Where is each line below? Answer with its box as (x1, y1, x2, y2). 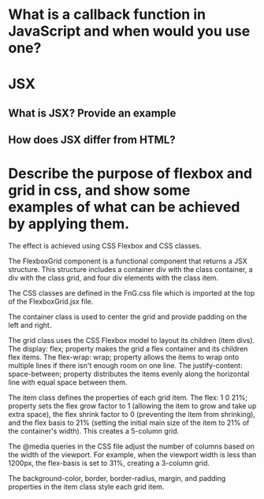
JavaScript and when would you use (8, 22, 251, 40)
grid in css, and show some (8, 181, 191, 199)
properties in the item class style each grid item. (8, 482, 165, 492)
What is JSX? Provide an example (8, 106, 177, 120)
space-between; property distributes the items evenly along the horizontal (8, 369, 250, 379)
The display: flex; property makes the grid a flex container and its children (8, 344, 248, 354)
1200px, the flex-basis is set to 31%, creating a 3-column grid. (8, 459, 210, 468)
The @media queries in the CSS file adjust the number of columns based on (8, 441, 255, 451)
